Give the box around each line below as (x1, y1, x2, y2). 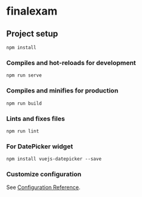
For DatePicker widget (6, 142, 73, 150)
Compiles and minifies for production (6, 86, 118, 95)
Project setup (6, 29, 59, 39)
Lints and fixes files (6, 114, 66, 123)
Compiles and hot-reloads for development (6, 58, 137, 67)
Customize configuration (6, 170, 82, 179)
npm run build (6, 100, 42, 106)
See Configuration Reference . (6, 184, 81, 191)
